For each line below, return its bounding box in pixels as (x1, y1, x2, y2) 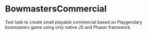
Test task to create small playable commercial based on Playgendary (5, 19, 142, 25)
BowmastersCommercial (5, 3, 107, 14)
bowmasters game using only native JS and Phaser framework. (5, 24, 131, 30)
